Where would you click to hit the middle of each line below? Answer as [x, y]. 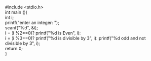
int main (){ [17, 12]
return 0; [14, 49]
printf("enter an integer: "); [32, 22]
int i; [9, 17]
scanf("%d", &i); [21, 28]
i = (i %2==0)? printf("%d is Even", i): [43, 33]
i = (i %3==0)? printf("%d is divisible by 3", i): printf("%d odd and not [75, 38]
